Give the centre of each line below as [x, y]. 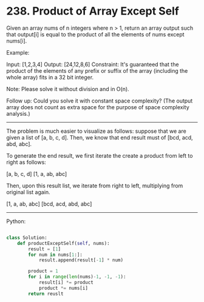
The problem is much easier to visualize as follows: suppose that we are [96, 131]
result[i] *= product [66, 283]
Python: [16, 221]
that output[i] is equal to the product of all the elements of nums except [95, 34]
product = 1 [43, 271]
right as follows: [26, 162]
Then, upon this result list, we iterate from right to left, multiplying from [95, 186]
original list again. [28, 192]
